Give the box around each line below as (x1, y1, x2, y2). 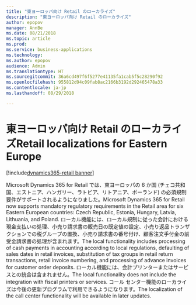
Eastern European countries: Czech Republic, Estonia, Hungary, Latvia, (6, 208, 177, 215)
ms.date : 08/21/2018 (6, 30, 57, 36)
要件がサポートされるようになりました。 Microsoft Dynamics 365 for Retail (6, 196, 185, 203)
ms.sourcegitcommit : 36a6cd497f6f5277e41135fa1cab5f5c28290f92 (6, 74, 163, 80)
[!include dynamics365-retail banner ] (6, 169, 94, 176)
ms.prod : (6, 42, 27, 47)
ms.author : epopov (6, 57, 51, 63)
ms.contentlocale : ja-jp (6, 85, 66, 91)
